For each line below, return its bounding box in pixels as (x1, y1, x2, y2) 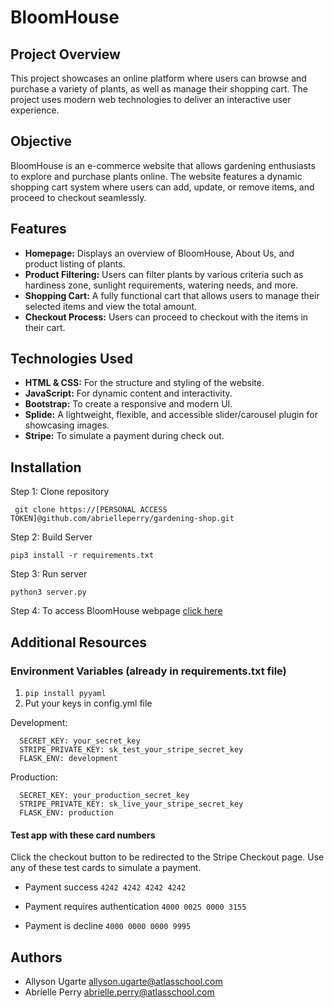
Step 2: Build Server (10, 531, 93, 543)
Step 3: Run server (10, 568, 88, 580)
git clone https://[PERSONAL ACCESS (14, 505, 168, 515)
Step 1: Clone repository (10, 486, 110, 498)
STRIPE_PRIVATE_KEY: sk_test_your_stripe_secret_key (19, 744, 244, 755)
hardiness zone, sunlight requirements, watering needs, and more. (24, 279, 299, 291)
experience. (10, 104, 60, 116)
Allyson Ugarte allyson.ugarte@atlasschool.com (24, 975, 223, 987)
